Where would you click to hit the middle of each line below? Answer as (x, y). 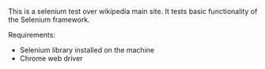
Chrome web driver (51, 58)
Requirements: (32, 35)
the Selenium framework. (49, 20)
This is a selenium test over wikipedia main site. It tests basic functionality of (133, 11)
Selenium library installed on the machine (87, 50)
